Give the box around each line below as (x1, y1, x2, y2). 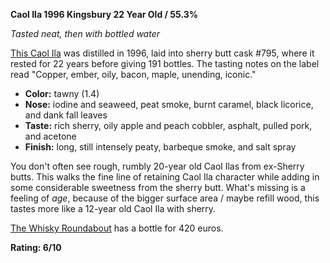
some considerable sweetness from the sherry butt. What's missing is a (10, 182, 306, 193)
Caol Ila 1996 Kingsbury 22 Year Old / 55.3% (10, 9, 199, 20)
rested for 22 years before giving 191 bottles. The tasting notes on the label (10, 58, 320, 69)
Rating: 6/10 (10, 242, 62, 253)
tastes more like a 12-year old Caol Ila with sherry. (10, 203, 217, 214)
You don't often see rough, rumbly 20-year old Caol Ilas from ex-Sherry (10, 160, 305, 172)
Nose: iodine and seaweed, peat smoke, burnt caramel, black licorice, (24, 99, 314, 110)
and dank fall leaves (24, 109, 108, 121)
